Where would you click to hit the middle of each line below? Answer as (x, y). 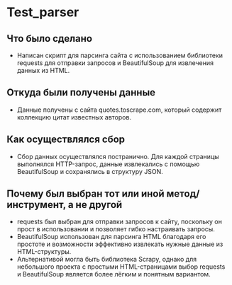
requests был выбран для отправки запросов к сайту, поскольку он (120, 222)
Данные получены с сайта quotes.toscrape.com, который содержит (119, 110)
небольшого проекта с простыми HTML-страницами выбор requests (121, 267)
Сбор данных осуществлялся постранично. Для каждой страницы (118, 156)
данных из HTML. (43, 70)
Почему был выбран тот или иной (85, 194)
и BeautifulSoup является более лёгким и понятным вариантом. (114, 274)
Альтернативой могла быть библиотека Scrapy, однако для (106, 260)
